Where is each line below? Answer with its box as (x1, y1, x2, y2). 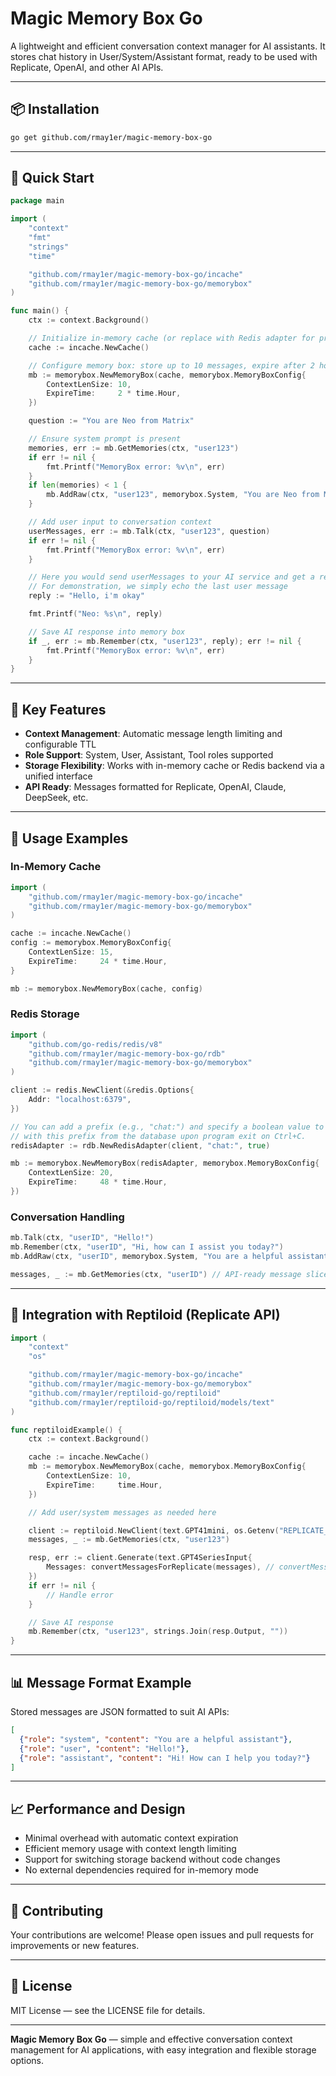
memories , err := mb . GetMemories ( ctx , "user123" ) (28, 443, 240, 453)
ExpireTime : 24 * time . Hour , (28, 956, 168, 966)
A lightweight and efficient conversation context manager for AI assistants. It (10, 40, 326, 52)
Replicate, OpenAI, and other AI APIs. (10, 61, 164, 73)
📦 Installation (10, 101, 100, 118)
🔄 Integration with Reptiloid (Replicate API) (10, 1307, 281, 1324)
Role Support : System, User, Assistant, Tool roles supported (24, 749, 274, 761)
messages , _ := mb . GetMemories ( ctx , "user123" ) (28, 1535, 230, 1545)
